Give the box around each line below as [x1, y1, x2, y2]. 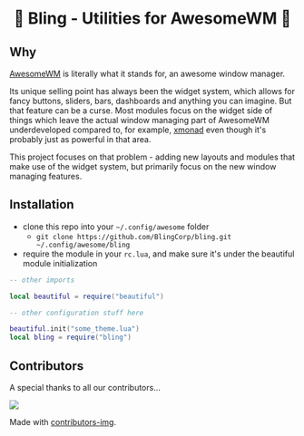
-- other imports [9, 276, 75, 285]
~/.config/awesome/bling [35, 240, 131, 249]
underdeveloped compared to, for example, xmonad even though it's [9, 124, 267, 135]
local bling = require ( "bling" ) [9, 333, 132, 343]
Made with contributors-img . [9, 417, 116, 427]
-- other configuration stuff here [9, 308, 144, 317]
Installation [9, 197, 74, 212]
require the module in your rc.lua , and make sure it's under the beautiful [22, 248, 295, 259]
